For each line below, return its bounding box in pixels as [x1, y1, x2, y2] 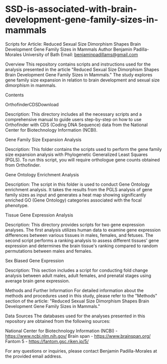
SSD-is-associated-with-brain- [5, 3, 138, 15]
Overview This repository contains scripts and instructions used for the [5, 61, 151, 67]
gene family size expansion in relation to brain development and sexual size [5, 77, 160, 83]
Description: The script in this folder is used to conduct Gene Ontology [5, 181, 150, 187]
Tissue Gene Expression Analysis [5, 212, 74, 218]
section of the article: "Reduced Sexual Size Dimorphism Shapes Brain [5, 298, 149, 304]
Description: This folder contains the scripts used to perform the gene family [5, 146, 162, 152]
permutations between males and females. [5, 248, 93, 254]
